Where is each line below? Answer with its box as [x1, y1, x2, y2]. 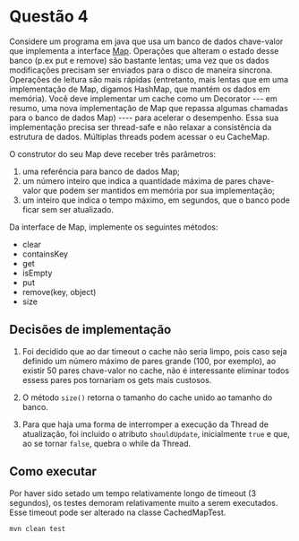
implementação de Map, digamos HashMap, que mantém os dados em [9, 83, 270, 94]
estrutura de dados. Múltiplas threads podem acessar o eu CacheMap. [9, 131, 270, 142]
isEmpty [21, 267, 53, 278]
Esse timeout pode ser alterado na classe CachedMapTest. [9, 507, 226, 518]
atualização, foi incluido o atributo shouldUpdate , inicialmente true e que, [21, 428, 290, 439]
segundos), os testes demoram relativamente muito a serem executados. [9, 497, 278, 508]
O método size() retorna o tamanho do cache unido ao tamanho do [21, 392, 273, 403]
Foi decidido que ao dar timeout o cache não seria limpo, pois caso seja [21, 345, 288, 356]
